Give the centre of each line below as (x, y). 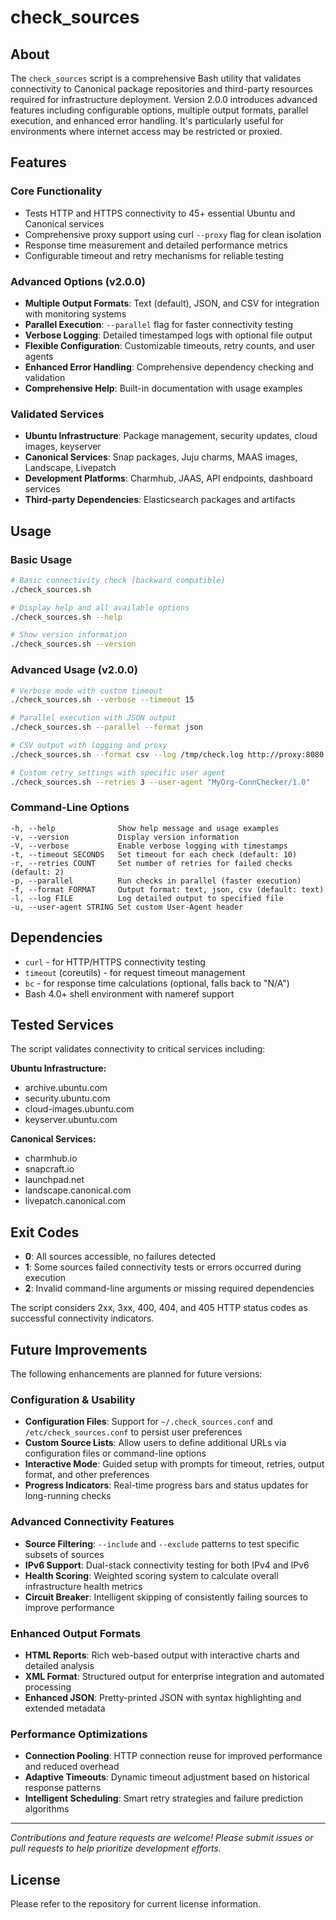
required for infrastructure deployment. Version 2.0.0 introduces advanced (164, 99)
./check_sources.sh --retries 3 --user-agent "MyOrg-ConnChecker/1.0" (160, 782)
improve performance (69, 1607)
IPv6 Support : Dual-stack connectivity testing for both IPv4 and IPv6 (167, 1565)
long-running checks (68, 1496)
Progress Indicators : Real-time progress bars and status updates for (166, 1485)
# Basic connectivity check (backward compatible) (118, 580)
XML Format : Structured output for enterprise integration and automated (174, 1676)
